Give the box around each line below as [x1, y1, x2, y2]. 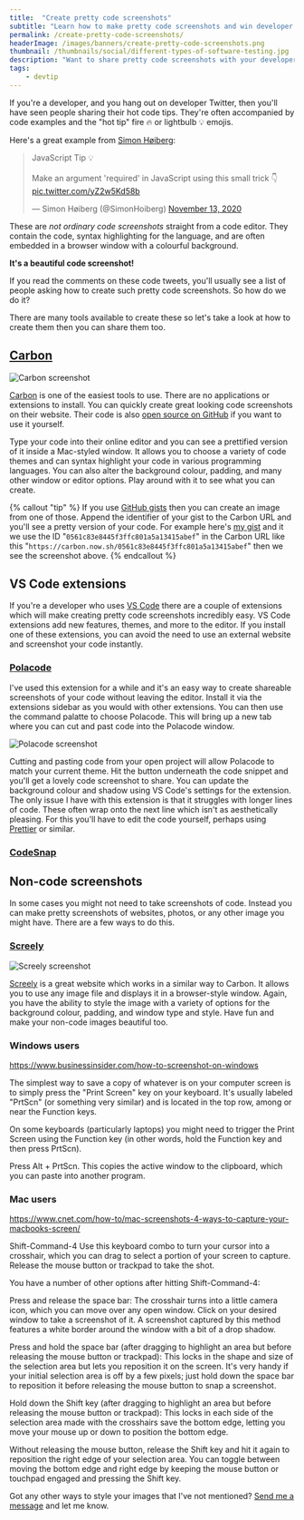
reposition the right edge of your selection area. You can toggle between [9, 1454, 280, 1465]
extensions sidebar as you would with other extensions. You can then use [9, 701, 283, 712]
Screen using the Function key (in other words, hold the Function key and [9, 1134, 282, 1144]
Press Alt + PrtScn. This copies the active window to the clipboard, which [9, 1161, 283, 1171]
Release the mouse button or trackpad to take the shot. [9, 1260, 215, 1271]
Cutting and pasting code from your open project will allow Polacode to [9, 755, 275, 766]
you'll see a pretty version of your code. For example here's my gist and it [9, 521, 284, 531]
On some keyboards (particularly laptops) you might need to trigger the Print [9, 1124, 295, 1135]
